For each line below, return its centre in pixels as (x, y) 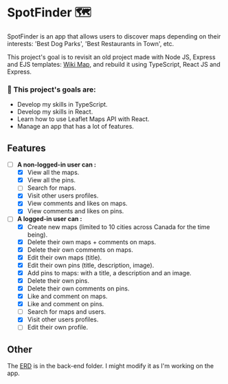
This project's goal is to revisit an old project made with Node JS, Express (112, 57)
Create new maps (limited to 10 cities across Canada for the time (119, 226)
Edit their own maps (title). (65, 257)
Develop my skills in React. (55, 112)
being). (37, 235)
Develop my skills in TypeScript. (62, 105)
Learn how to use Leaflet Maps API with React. (83, 119)
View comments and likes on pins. (76, 211)
